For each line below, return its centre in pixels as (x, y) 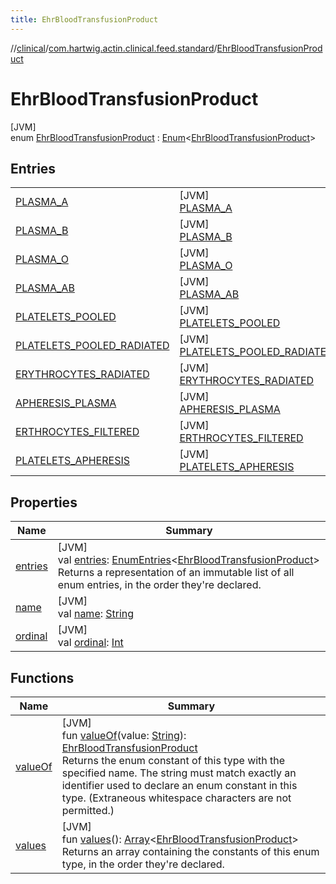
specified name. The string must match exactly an (179, 773)
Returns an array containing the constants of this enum (190, 851)
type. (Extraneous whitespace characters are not (176, 798)
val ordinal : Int (90, 643)
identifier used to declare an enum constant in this (179, 785)
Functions (42, 677)
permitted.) (88, 810)
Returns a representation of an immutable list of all (176, 573)
